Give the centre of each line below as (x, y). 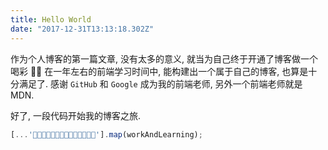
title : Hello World (51, 19)
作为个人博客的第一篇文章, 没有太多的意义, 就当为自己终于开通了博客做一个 (164, 58)
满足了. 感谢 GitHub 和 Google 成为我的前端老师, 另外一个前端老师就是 (160, 83)
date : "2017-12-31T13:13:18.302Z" (82, 29)
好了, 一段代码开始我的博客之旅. (76, 115)
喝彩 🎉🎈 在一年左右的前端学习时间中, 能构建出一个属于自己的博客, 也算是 (159, 71)
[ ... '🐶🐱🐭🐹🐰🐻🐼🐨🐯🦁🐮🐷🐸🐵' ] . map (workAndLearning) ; (106, 134)
